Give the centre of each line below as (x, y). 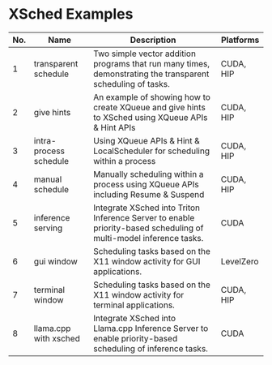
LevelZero (240, 261)
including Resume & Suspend (149, 194)
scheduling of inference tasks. (151, 348)
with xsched (57, 338)
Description (153, 40)
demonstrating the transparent (151, 74)
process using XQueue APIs (146, 184)
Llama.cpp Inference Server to (151, 328)
